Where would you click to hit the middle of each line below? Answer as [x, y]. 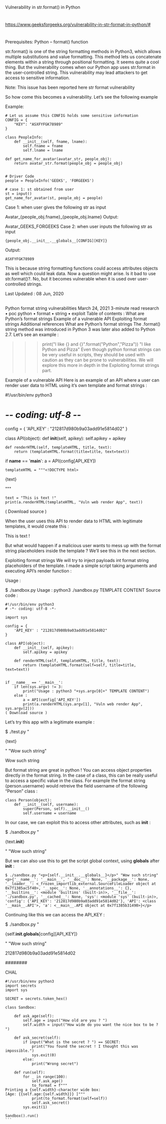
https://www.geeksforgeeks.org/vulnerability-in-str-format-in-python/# [78, 25]
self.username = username [50, 813]
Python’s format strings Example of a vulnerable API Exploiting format [76, 319]
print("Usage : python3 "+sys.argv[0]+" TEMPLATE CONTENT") [86, 691]
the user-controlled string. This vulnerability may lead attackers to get [76, 73]
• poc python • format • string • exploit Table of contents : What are [75, 313]
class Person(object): [28, 800]
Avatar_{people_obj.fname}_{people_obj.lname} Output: [62, 217]
